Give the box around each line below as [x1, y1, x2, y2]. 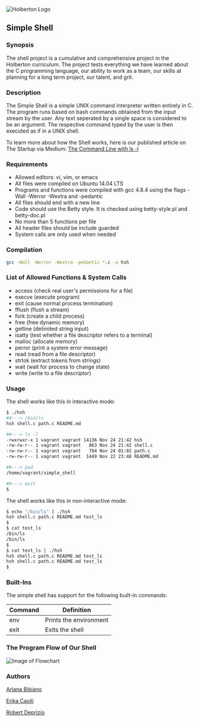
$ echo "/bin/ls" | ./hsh [6, 508, 70, 515]
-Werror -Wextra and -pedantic [26, 193, 103, 200]
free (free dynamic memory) [14, 318, 85, 325]
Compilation [6, 245, 43, 254]
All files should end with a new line [14, 199, 100, 206]
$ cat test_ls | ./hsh [6, 547, 63, 554]
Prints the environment [45, 616, 109, 624]
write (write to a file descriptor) [14, 369, 91, 376]
